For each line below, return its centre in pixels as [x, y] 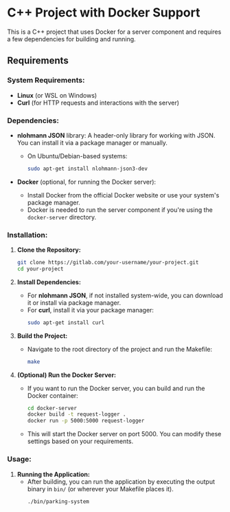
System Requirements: [46, 81]
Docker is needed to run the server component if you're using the [120, 210]
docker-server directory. [62, 217]
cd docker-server [52, 408]
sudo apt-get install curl [66, 322]
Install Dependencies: [49, 282]
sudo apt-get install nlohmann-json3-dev [87, 169]
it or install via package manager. [74, 302]
